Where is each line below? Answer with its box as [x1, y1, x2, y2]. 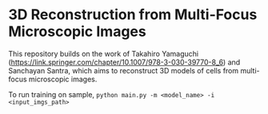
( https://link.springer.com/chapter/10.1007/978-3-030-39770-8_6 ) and [8, 57, 241, 67]
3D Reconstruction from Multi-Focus [8, 6, 258, 24]
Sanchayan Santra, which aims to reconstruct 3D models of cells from [8, 65, 239, 75]
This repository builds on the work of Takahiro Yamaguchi [8, 49, 198, 58]
